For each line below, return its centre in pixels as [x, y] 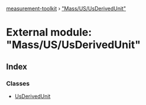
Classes [18, 83]
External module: [49, 32]
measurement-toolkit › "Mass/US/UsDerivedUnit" [66, 9]
